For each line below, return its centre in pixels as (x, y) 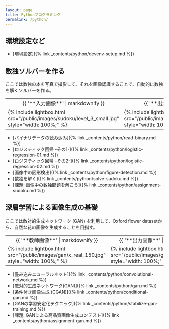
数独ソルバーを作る (35, 71)
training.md (24, 309)
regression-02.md (31, 167)
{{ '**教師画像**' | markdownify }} (57, 240)
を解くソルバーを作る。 (29, 90)
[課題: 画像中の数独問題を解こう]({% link (54, 185)
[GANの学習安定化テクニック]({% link (51, 303)
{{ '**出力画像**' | (141, 240)
